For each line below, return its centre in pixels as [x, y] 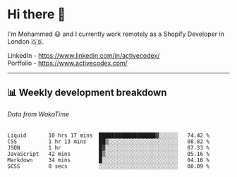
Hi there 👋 [36, 14]
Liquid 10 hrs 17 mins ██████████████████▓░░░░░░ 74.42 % [109, 135]
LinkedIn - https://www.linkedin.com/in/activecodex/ [84, 55]
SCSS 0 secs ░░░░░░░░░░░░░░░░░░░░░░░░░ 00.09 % [109, 166]
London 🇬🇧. [26, 41]
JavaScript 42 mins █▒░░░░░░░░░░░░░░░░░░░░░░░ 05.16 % [109, 154]
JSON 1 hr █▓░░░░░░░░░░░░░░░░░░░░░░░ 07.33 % [109, 147]
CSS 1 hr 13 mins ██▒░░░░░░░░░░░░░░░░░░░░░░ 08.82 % [109, 141]
